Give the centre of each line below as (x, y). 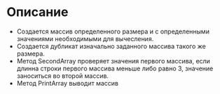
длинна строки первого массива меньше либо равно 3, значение (115, 68)
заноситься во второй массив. (63, 76)
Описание (37, 12)
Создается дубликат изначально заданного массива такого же (111, 46)
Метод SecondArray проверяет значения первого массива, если (114, 61)
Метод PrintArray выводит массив (67, 83)
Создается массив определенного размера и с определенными (113, 31)
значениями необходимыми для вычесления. (85, 38)
